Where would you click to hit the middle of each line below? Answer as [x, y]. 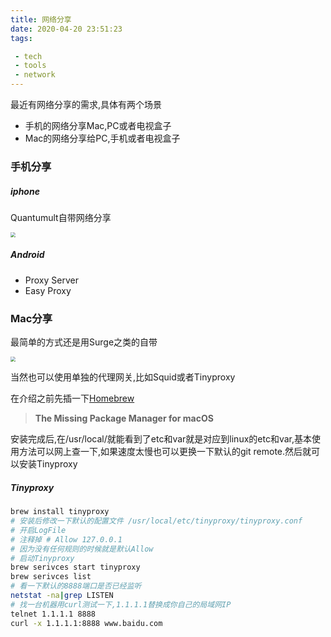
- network [35, 75]
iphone [25, 191]
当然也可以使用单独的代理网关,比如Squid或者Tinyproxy [123, 377]
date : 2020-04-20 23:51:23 [66, 29]
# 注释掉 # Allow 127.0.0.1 [66, 539]
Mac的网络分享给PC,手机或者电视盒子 [102, 138]
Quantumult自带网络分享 [61, 217]
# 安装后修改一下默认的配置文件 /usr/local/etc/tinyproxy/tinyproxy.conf [156, 521]
